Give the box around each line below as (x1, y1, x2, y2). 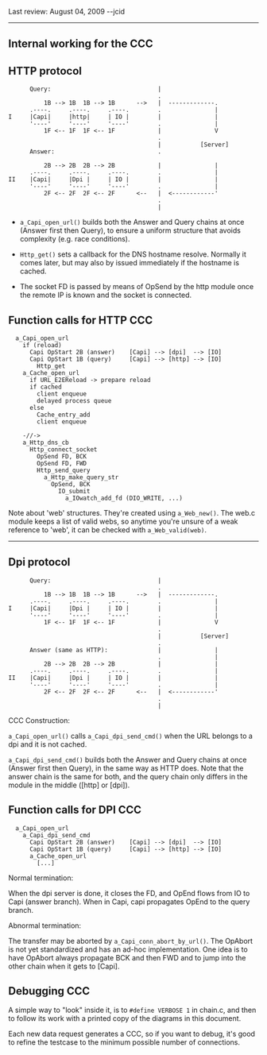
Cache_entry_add (37, 411, 91, 419)
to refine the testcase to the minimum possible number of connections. (8, 1038, 241, 1047)
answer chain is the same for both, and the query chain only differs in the (8, 771, 248, 781)
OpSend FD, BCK (37, 453, 87, 461)
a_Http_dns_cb (22, 439, 69, 447)
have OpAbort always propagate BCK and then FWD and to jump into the (8, 953, 246, 962)
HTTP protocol (8, 64, 82, 78)
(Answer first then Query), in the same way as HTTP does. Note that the (8, 763, 244, 773)
